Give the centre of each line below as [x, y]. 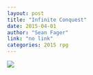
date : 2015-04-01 [32, 26]
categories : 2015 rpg [38, 45]
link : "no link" [30, 39]
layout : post [26, 13]
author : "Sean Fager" [38, 32]
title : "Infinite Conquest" [47, 20]
